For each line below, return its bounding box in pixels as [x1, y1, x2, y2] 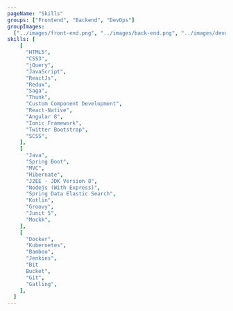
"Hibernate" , [25, 171, 64, 178]
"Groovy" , [25, 204, 54, 211]
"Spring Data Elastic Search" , [25, 190, 116, 197]
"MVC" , [25, 164, 45, 172]
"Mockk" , [25, 216, 51, 223]
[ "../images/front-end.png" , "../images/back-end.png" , [13, 29, 178, 37]
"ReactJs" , [25, 74, 58, 82]
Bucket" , [25, 267, 51, 274]
